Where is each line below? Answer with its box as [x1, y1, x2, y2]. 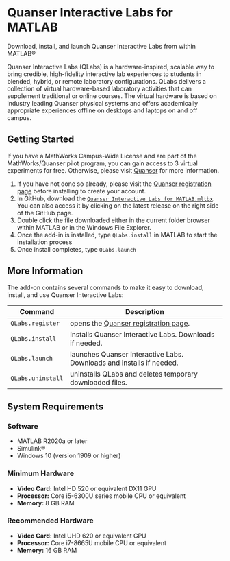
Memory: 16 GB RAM [16, 546, 77, 554]
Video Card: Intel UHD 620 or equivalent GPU [16, 532, 147, 540]
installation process [16, 238, 73, 246]
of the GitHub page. [16, 208, 73, 217]
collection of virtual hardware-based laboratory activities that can [7, 84, 192, 93]
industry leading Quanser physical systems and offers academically [7, 99, 199, 107]
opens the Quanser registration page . [69, 318, 190, 328]
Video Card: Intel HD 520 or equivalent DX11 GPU [16, 484, 157, 492]
